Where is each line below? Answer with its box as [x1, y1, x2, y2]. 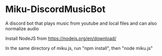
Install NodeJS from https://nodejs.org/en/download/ [5, 35, 117, 41]
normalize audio [5, 25, 39, 31]
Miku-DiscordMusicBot [5, 4, 106, 15]
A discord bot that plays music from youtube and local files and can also [5, 20, 157, 26]
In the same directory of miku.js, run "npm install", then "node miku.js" [5, 45, 153, 51]
